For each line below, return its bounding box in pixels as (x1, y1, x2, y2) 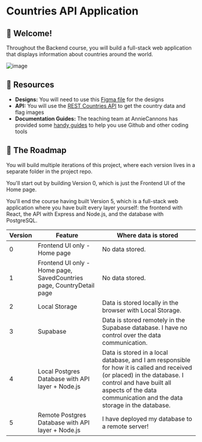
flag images (14, 109, 44, 116)
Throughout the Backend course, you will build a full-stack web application (6, 44, 192, 51)
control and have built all (102, 378, 171, 387)
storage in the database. (102, 401, 171, 409)
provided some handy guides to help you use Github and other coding (14, 121, 189, 128)
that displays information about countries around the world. (6, 51, 153, 58)
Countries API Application (6, 4, 139, 18)
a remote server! (102, 422, 149, 431)
